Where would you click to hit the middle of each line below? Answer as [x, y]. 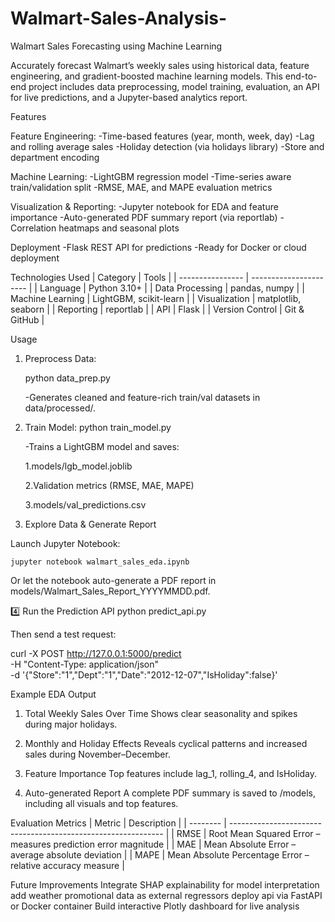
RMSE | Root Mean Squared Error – [248, 833]
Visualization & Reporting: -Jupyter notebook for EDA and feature [144, 206]
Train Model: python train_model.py [98, 427]
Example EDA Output [53, 694]
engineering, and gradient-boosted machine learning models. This [146, 76]
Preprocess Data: [60, 358]
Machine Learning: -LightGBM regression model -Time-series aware [151, 176]
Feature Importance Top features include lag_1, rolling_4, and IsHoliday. [171, 773]
